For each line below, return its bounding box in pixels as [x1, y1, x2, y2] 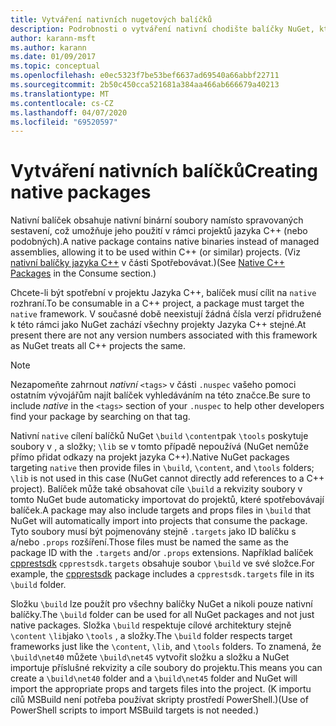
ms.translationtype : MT [10, 89, 110, 99]
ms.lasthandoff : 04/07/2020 [10, 107, 128, 118]
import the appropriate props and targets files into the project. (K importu [10, 683, 312, 695]
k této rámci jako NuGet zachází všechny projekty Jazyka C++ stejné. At [10, 319, 307, 331]
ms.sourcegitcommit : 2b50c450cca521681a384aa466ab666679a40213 [10, 80, 280, 90]
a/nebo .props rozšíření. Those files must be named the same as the [10, 536, 289, 548]
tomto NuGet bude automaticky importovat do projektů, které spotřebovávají [10, 494, 325, 506]
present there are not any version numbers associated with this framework [10, 329, 318, 341]
